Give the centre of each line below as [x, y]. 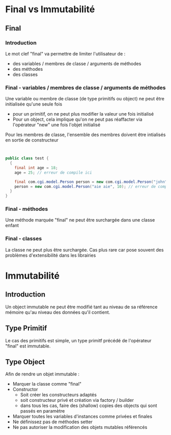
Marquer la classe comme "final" [47, 384]
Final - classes [24, 239]
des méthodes [28, 69]
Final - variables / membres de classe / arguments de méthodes [85, 88]
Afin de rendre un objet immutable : [42, 374]
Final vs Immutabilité [50, 9]
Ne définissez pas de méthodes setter [53, 422]
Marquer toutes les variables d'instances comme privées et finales [82, 417]
